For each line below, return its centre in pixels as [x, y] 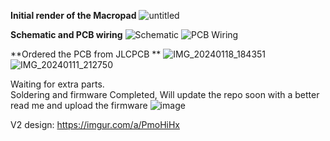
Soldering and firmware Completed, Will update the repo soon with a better [165, 94]
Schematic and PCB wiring [66, 34]
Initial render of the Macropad [73, 15]
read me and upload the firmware [79, 105]
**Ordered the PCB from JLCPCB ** [86, 54]
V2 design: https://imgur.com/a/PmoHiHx [95, 124]
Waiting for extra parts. [57, 84]
